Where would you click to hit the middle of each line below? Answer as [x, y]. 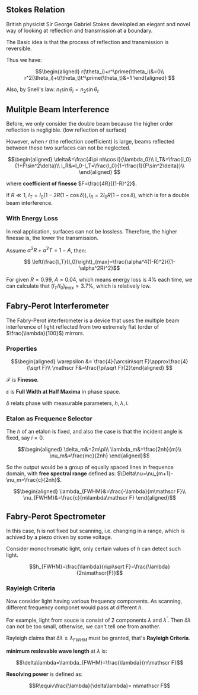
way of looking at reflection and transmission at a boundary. [79, 30]
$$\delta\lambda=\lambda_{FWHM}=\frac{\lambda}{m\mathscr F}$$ [100, 662]
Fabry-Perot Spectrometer [56, 517]
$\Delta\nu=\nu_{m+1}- [145, 473]
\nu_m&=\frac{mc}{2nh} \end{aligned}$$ [100, 456]
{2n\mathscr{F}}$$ [100, 573]
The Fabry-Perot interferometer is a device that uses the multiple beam [93, 320]
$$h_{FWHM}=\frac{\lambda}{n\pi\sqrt [77, 567]
